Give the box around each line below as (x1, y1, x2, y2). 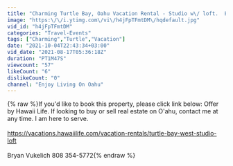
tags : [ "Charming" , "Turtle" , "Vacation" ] (7, 36, 126, 43)
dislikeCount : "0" (7, 74, 60, 82)
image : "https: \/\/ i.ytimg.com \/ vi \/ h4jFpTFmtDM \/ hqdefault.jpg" (7, 17, 200, 24)
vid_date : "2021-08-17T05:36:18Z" (7, 49, 107, 56)
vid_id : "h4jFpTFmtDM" (7, 23, 73, 30)
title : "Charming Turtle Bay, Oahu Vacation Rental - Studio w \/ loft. (7, 10, 218, 17)
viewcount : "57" (7, 62, 54, 68)
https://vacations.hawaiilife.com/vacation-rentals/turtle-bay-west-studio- (7, 129, 217, 138)
